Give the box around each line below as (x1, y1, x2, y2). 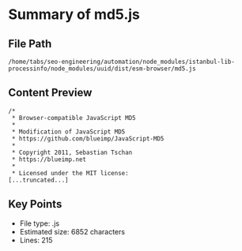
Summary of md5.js (8, 6, 140, 24)
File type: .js (19, 219, 60, 228)
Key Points (8, 197, 62, 211)
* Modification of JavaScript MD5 (11, 128, 126, 136)
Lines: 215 (19, 235, 53, 245)
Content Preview (8, 86, 93, 99)
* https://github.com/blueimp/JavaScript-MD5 (11, 134, 164, 143)
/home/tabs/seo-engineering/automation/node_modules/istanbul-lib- (8, 58, 236, 66)
